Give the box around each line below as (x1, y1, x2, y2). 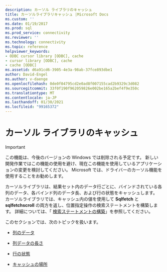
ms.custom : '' (5, 16, 35, 21)
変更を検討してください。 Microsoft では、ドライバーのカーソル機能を (18, 167, 163, 173)
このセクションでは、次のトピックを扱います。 (5, 219, 101, 225)
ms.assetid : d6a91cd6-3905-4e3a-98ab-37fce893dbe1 (5, 68, 113, 73)
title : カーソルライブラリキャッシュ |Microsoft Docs (5, 12, 109, 17)
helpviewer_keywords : (5, 49, 50, 54)
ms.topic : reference (5, 44, 48, 49)
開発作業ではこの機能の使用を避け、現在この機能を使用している (5, 160, 136, 167)
